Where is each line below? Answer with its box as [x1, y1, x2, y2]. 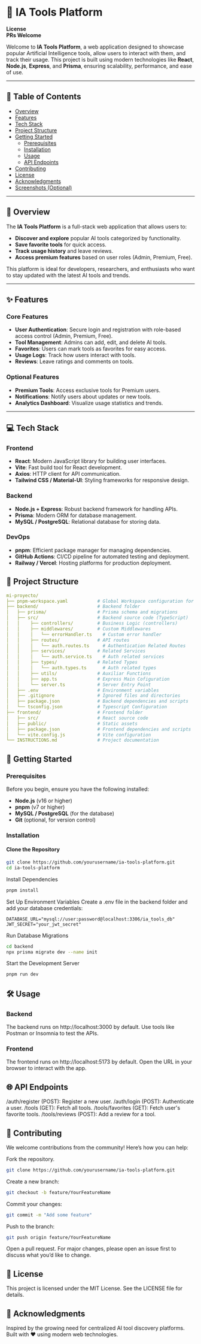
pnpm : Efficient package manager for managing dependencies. [14, 546, 172, 554]
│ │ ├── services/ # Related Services [6, 648, 146, 654]
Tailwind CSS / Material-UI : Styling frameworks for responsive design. [14, 476, 190, 484]
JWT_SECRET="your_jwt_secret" [6, 921, 82, 928]
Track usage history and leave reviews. [14, 247, 114, 254]
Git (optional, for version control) [14, 816, 96, 823]
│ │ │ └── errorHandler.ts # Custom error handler [6, 632, 162, 638]
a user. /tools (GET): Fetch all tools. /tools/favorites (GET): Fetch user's [6, 1104, 181, 1112]
